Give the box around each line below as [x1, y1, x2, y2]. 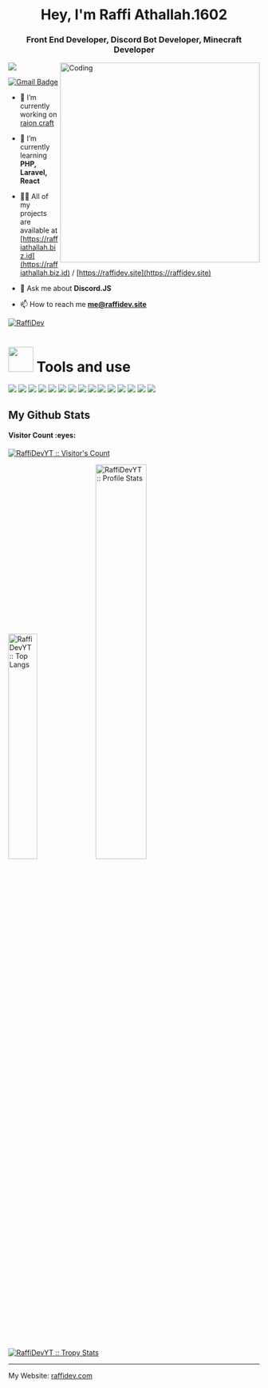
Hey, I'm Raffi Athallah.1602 [40, 6, 228, 24]
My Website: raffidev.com [8, 1371, 93, 1381]
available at [19, 225, 58, 235]
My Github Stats [8, 408, 90, 421]
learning [19, 150, 48, 161]
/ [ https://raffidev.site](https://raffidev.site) [71, 268, 211, 277]
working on [19, 110, 57, 119]
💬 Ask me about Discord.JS [19, 284, 112, 293]
